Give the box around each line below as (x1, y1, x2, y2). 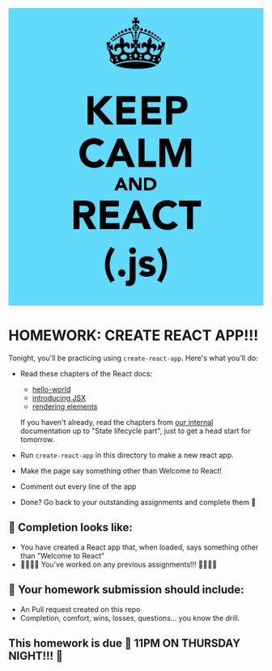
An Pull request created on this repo (19, 604, 141, 614)
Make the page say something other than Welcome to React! (19, 465, 223, 475)
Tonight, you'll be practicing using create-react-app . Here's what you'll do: (8, 353, 258, 363)
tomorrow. (19, 434, 55, 444)
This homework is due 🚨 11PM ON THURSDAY (8, 636, 241, 650)
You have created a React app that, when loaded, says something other (19, 542, 259, 552)
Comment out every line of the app (19, 482, 137, 491)
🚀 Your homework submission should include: (8, 583, 244, 597)
